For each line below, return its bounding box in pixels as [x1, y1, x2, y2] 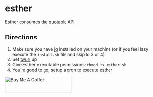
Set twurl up [12, 57, 37, 62]
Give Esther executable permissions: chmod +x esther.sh [12, 61, 127, 67]
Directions [5, 33, 38, 41]
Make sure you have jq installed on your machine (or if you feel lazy [12, 46, 149, 52]
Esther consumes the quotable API [5, 19, 75, 25]
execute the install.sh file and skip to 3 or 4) [12, 51, 105, 57]
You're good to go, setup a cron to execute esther [12, 67, 112, 73]
